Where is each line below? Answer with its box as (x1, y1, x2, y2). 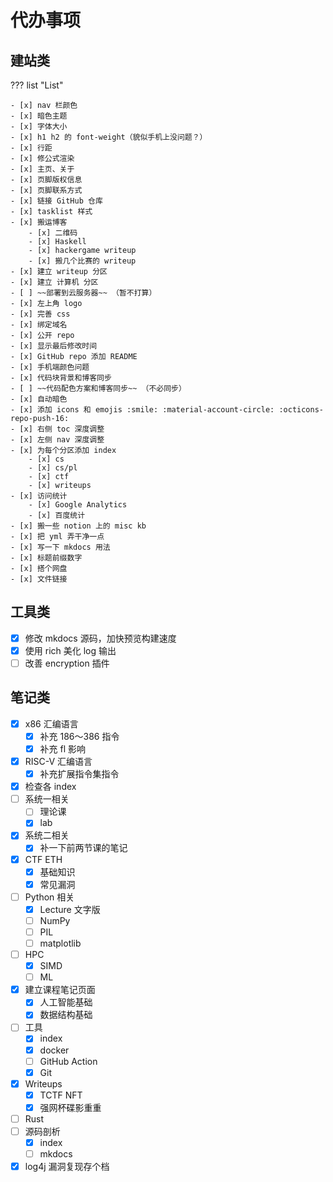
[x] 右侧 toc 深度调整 (19, 424, 105, 434)
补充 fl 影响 (39, 742, 87, 755)
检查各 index (24, 781, 77, 793)
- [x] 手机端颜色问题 (10, 362, 90, 372)
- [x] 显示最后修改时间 (10, 341, 98, 351)
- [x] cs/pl (28, 463, 78, 473)
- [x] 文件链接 (10, 574, 68, 584)
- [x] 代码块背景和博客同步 (10, 373, 112, 383)
